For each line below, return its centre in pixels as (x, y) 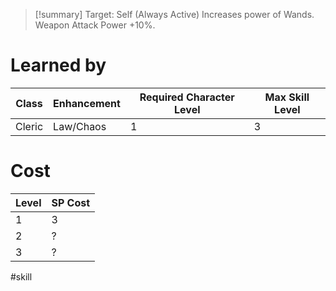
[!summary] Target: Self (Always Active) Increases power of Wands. (174, 14)
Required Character (187, 97)
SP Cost (71, 202)
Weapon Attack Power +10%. (95, 25)
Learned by (58, 65)
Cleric (29, 126)
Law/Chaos (80, 126)
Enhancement (87, 103)
